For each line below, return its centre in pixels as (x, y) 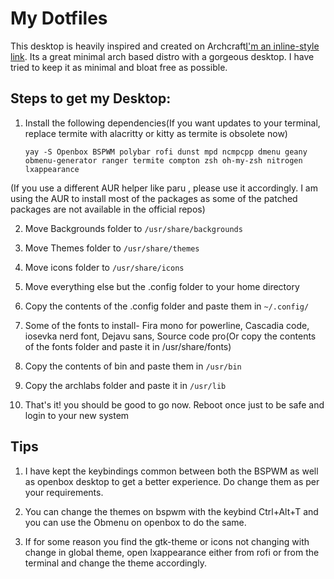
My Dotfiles (59, 18)
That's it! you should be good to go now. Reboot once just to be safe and (174, 404)
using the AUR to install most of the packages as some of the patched (154, 198)
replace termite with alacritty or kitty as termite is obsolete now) (156, 133)
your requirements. (64, 492)
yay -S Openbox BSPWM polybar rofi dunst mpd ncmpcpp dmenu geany (166, 152)
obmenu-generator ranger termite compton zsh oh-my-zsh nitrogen (163, 160)
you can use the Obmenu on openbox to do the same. (135, 522)
